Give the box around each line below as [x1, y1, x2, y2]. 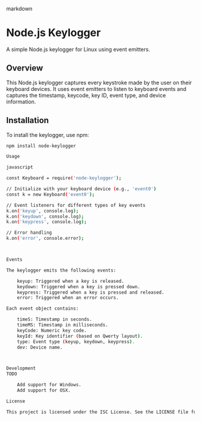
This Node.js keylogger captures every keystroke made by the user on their [6, 79, 193, 86]
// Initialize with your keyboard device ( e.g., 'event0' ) [6, 186, 157, 192]
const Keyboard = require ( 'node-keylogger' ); [6, 175, 121, 181]
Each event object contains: [6, 306, 79, 312]
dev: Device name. [17, 344, 63, 350]
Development [6, 365, 36, 371]
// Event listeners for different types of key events [6, 202, 146, 208]
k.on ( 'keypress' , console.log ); [6, 219, 87, 225]
